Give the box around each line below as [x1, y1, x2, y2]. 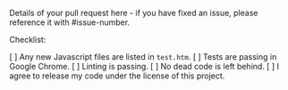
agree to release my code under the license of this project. [9, 70, 225, 81]
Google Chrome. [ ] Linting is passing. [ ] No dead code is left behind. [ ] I [9, 61, 280, 71]
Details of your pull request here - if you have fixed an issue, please [9, 8, 258, 18]
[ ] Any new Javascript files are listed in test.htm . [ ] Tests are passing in [9, 52, 277, 61]
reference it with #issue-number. [9, 17, 131, 28]
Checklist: [9, 35, 47, 45]
